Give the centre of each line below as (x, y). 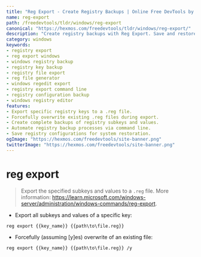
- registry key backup (34, 67)
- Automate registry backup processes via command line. (79, 128)
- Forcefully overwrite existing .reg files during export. (83, 117)
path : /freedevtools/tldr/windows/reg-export (64, 23)
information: (36, 197)
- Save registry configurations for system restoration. (79, 134)
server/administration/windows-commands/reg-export (88, 203)
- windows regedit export (38, 84)
